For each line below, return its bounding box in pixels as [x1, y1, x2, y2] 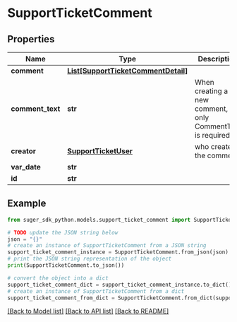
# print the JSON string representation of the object [7, 256, 172, 263]
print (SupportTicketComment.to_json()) [7, 262, 125, 269]
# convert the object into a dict [7, 274, 109, 282]
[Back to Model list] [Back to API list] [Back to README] [7, 307, 169, 316]
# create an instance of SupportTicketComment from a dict [7, 287, 185, 294]
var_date [11, 162, 41, 172]
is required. [194, 131, 232, 140]
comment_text [11, 104, 61, 114]
